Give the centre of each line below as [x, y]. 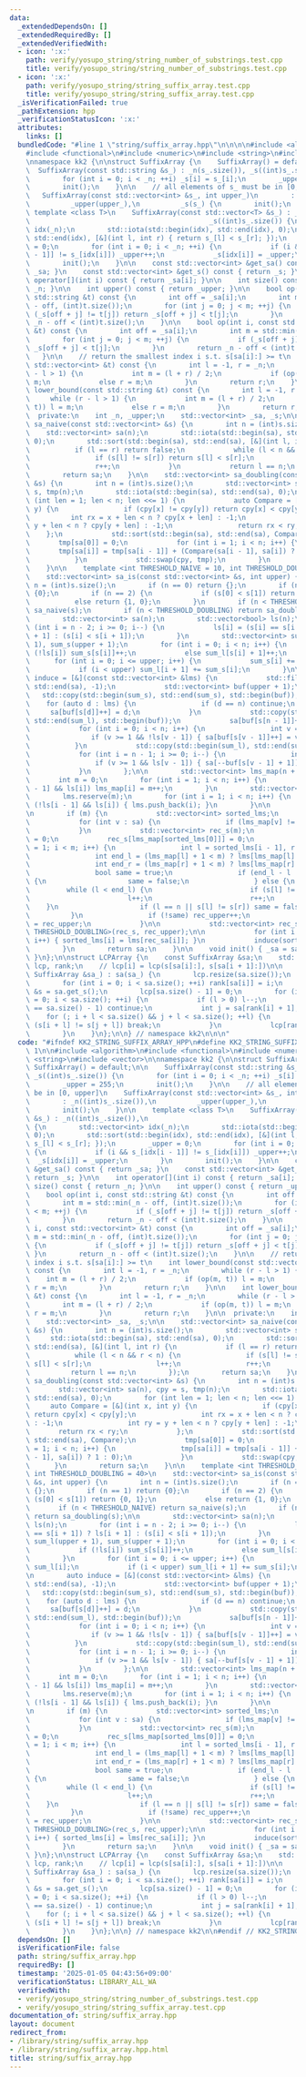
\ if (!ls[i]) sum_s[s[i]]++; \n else [142, 1550]
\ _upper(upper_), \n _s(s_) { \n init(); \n [158, 204]
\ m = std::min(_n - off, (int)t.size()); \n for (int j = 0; [158, 1237]
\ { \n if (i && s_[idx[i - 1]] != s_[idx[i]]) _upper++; [158, 1153]
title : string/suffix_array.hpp [71, 2058]
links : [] [45, 137]
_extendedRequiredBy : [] [65, 35]
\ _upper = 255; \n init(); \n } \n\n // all [148, 1084]
